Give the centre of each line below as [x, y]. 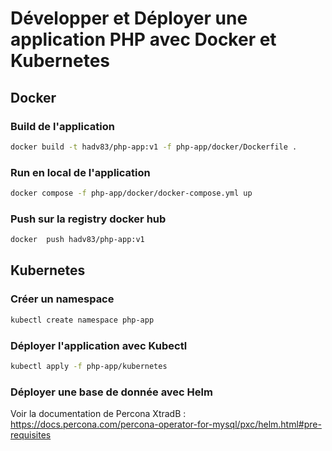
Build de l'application [62, 126]
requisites [31, 435]
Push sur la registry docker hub [88, 219]
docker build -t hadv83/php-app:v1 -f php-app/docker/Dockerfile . [154, 147]
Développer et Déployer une [129, 18]
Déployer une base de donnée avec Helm [111, 392]
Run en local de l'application [80, 172]
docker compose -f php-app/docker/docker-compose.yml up [131, 193]
